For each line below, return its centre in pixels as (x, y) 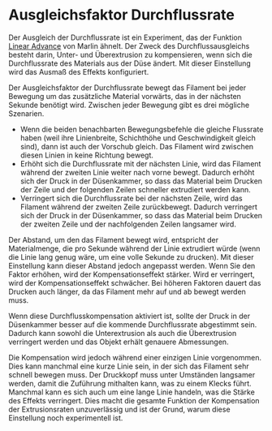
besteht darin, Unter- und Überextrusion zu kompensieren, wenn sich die (131, 54)
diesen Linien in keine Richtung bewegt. (87, 155)
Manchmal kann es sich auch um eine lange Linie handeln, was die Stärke (132, 392)
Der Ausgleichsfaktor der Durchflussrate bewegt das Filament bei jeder (127, 88)
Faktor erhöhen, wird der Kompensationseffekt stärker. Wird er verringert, (132, 274)
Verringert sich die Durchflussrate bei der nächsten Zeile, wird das (131, 198)
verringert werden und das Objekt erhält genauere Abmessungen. (119, 342)
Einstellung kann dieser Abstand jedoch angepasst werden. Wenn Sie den (132, 265)
